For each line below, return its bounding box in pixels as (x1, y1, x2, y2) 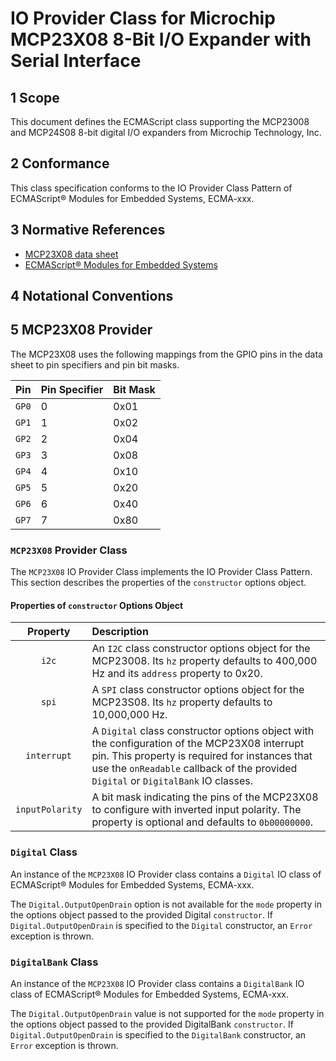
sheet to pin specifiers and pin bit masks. (10, 358, 180, 371)
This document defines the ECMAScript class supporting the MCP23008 (10, 116, 310, 127)
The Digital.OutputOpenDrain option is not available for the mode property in (10, 898, 322, 910)
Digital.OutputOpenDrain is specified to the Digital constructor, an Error (10, 919, 313, 931)
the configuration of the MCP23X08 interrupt (91, 737, 305, 751)
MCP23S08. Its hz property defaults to (91, 695, 273, 709)
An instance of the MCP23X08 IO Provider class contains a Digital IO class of (10, 868, 322, 880)
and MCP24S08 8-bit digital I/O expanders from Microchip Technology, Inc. (10, 127, 322, 138)
